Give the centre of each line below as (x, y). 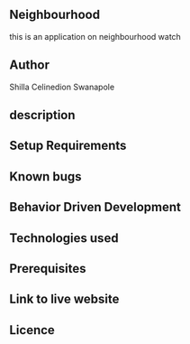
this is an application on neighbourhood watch (95, 36)
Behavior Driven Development (95, 207)
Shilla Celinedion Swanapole (62, 87)
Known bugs (46, 177)
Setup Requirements (68, 146)
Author (29, 65)
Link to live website (64, 299)
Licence (32, 330)
